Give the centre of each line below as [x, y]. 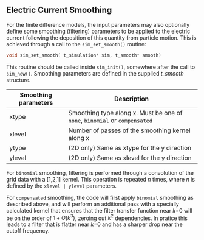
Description [131, 99]
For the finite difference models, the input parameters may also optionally [98, 24]
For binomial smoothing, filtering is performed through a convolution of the [100, 172]
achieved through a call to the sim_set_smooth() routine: [76, 44]
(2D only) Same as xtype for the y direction [130, 147]
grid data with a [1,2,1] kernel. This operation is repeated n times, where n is [101, 179]
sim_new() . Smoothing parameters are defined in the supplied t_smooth [95, 73]
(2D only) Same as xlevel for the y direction [130, 158]
